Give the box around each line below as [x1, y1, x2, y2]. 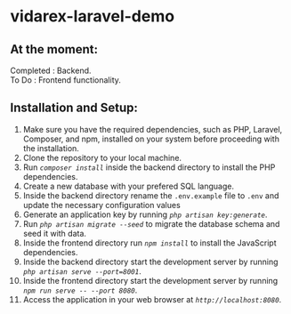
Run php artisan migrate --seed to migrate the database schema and [22, 218, 280, 229]
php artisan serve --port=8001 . [22, 265, 141, 277]
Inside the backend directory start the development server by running [22, 256, 279, 267]
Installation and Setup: [10, 101, 139, 116]
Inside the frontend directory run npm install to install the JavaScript [22, 238, 277, 248]
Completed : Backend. [10, 65, 92, 76]
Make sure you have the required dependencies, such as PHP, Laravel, [22, 124, 283, 134]
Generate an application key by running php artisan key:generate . [22, 209, 268, 220]
